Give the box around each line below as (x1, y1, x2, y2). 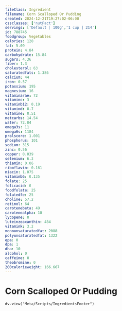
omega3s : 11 (5, 124, 29, 129)
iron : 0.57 (5, 79, 27, 84)
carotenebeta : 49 (5, 206, 40, 211)
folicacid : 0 (5, 183, 32, 188)
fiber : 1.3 (5, 61, 27, 66)
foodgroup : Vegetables (5, 35, 51, 39)
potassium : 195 (5, 84, 36, 89)
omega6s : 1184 (5, 129, 34, 134)
